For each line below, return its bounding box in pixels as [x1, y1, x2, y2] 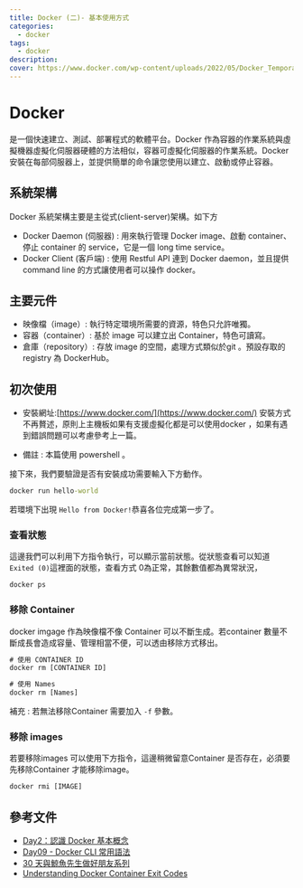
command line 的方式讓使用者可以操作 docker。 [22, 264, 201, 275]
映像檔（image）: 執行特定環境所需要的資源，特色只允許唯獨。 [22, 318, 256, 330]
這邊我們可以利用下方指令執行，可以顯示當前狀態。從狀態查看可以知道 [9, 551, 271, 562]
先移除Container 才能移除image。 [9, 764, 134, 775]
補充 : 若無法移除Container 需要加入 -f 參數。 [9, 706, 179, 717]
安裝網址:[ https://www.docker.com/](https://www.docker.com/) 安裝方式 [22, 408, 291, 419]
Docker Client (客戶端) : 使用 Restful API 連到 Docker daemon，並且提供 [22, 252, 289, 263]
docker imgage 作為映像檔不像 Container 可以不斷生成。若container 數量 [9, 626, 280, 637]
